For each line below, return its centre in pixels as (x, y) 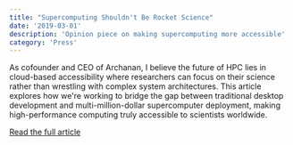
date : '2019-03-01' (46, 26)
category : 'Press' (43, 42)
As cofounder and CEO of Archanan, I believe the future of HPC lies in (138, 68)
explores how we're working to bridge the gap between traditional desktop (146, 96)
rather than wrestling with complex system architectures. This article (135, 86)
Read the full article (45, 132)
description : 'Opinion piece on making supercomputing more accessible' (147, 34)
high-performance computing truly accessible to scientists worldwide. (138, 115)
